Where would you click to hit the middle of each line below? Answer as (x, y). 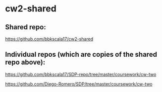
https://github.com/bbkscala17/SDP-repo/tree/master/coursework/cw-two (81, 74)
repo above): (25, 62)
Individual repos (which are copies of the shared (81, 54)
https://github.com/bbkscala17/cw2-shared (49, 39)
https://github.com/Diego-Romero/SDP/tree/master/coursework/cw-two (79, 84)
